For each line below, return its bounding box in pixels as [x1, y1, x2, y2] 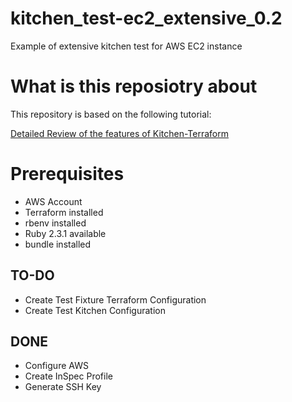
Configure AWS [24, 360, 89, 372]
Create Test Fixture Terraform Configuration [24, 293, 207, 306]
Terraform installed [24, 206, 104, 218]
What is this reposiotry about [10, 75, 258, 98]
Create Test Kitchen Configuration [24, 304, 166, 316]
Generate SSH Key [24, 381, 102, 393]
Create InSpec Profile [24, 370, 113, 382]
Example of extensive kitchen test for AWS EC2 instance [10, 40, 243, 52]
